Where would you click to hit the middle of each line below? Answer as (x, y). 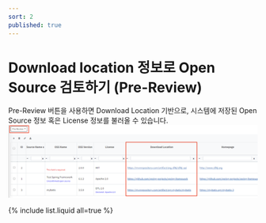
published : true (35, 25)
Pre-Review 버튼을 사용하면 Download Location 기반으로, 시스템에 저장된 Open (133, 111)
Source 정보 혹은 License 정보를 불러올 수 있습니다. (88, 121)
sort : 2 (21, 17)
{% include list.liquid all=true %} (61, 210)
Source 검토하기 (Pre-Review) (105, 87)
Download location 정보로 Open (112, 68)
